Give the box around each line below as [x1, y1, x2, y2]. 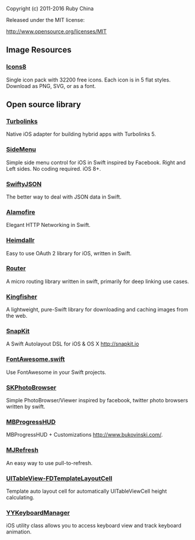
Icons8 [6, 63, 27, 71]
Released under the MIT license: [6, 17, 85, 23]
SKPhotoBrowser [6, 383, 57, 392]
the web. [6, 313, 28, 320]
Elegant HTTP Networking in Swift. [6, 222, 90, 229]
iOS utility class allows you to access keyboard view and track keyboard [6, 522, 181, 529]
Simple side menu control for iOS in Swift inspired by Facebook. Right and [6, 159, 186, 166]
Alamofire [6, 208, 35, 216]
